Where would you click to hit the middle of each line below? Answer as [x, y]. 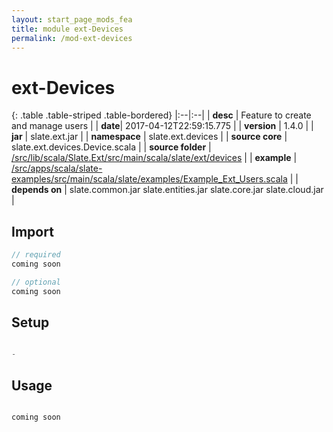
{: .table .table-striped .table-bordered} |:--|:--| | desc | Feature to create [161, 115]
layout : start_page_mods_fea [72, 19]
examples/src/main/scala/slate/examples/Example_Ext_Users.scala [149, 179]
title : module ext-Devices [67, 29]
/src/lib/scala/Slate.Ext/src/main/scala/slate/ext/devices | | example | [154, 158]
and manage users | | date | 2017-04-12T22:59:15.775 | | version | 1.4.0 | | [162, 126]
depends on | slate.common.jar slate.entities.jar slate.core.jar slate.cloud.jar [167, 190]
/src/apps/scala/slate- [57, 168]
